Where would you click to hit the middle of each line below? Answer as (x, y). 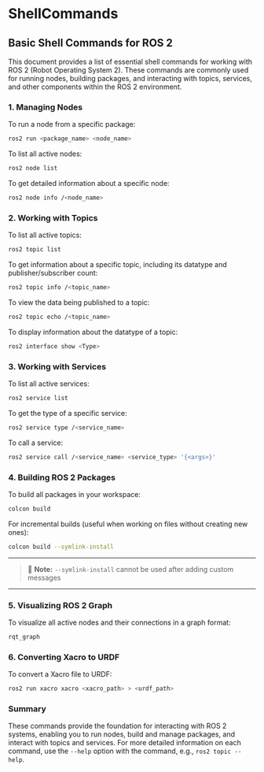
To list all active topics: (45, 235)
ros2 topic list (35, 250)
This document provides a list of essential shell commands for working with (130, 61)
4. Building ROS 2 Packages (62, 477)
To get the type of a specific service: (68, 413)
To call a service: (36, 443)
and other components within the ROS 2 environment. (95, 87)
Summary (27, 708)
